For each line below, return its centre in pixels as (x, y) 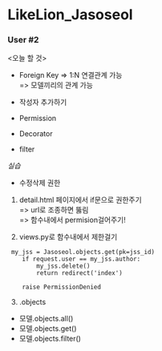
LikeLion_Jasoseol (70, 15)
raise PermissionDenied (62, 287)
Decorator (36, 134)
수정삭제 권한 (40, 183)
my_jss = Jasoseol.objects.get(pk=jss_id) (83, 252)
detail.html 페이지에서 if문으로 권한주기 (80, 200)
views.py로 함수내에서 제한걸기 (68, 237)
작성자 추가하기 (43, 103)
